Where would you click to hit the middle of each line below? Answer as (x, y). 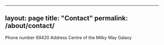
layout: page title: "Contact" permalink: (67, 18)
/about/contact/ (30, 26)
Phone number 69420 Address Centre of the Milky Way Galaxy (68, 37)
